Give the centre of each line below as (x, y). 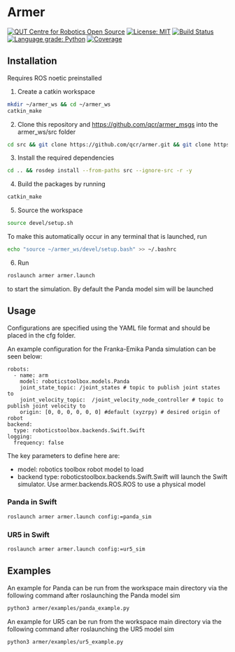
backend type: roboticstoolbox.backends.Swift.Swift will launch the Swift (122, 476)
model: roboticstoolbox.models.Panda (75, 381)
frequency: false (39, 443)
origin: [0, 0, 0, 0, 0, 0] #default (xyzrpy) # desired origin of (120, 412)
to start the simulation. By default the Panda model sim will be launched (110, 289)
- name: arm (31, 375)
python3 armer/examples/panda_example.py (69, 608)
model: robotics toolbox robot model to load (80, 469)
